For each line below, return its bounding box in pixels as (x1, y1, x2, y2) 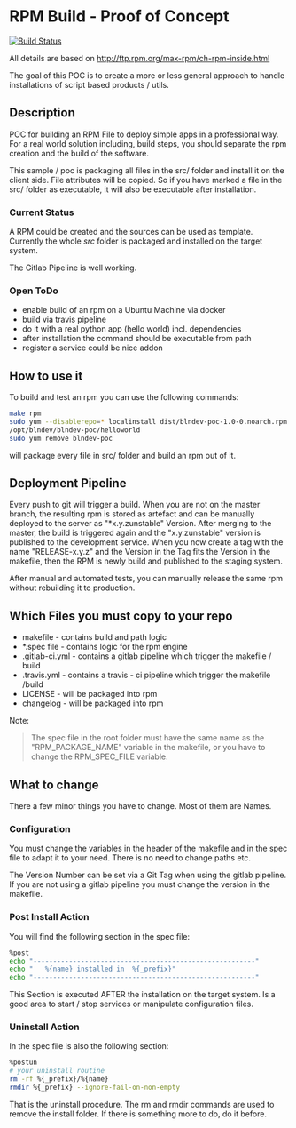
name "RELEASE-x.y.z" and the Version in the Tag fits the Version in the (9, 547, 271, 557)
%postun (9, 1058, 38, 1068)
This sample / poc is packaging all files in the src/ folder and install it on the (9, 164, 285, 175)
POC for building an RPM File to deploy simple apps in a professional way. (9, 129, 279, 140)
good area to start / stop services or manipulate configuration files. (9, 998, 254, 1010)
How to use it (9, 368, 83, 383)
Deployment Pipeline (9, 476, 127, 491)
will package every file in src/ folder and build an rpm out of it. (9, 450, 237, 460)
